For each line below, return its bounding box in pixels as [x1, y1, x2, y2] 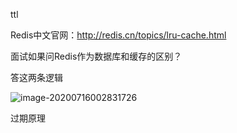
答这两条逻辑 [10, 72, 63, 83]
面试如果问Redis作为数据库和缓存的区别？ [10, 50, 183, 62]
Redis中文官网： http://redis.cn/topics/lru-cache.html [10, 29, 227, 41]
